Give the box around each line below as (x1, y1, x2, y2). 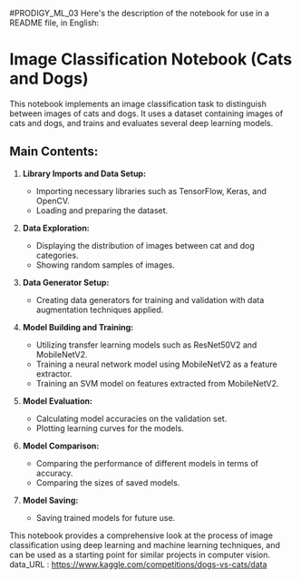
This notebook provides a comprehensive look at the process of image (9, 530, 274, 541)
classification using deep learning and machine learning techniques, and (9, 539, 281, 550)
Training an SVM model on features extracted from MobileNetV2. (35, 378, 279, 388)
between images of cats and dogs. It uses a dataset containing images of (9, 108, 284, 119)
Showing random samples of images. (35, 259, 175, 270)
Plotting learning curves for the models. (35, 422, 184, 434)
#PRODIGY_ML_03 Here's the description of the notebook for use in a (9, 8, 270, 18)
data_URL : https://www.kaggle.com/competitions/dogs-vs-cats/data (9, 558, 267, 570)
